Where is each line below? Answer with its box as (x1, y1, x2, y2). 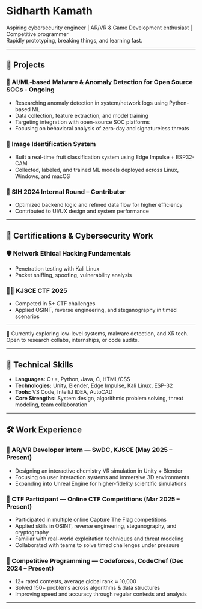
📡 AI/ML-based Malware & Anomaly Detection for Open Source (6, 78, 193, 87)
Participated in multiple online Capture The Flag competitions (14, 516, 167, 523)
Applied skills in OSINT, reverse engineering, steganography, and (14, 522, 177, 530)
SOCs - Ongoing (6, 85, 55, 94)
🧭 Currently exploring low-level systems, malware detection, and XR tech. (6, 330, 189, 337)
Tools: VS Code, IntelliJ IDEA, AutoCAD (14, 388, 113, 396)
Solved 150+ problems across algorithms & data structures (14, 584, 161, 592)
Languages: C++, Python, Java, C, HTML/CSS (14, 376, 130, 383)
